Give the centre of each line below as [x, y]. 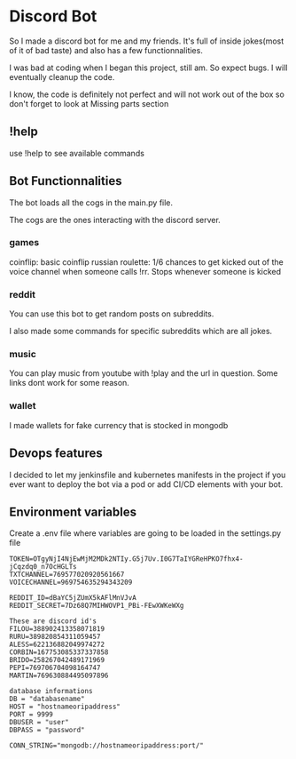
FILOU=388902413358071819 [57, 629]
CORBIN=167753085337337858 [59, 652]
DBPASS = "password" [47, 731]
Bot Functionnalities [66, 181]
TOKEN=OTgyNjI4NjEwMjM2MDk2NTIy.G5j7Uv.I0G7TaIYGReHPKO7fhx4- [126, 559]
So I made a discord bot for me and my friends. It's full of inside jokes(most [147, 41]
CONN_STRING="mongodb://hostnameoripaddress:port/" [106, 746]
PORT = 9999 [31, 715]
